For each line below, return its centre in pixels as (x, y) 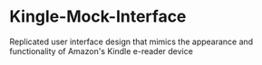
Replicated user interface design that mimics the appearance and (131, 42)
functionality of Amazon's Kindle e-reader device (101, 51)
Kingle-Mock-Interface (98, 17)
